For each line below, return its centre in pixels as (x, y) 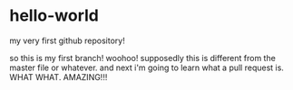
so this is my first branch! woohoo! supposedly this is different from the (143, 58)
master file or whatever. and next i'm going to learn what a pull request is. (146, 67)
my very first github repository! (67, 40)
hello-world (54, 16)
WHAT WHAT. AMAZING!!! (59, 76)
